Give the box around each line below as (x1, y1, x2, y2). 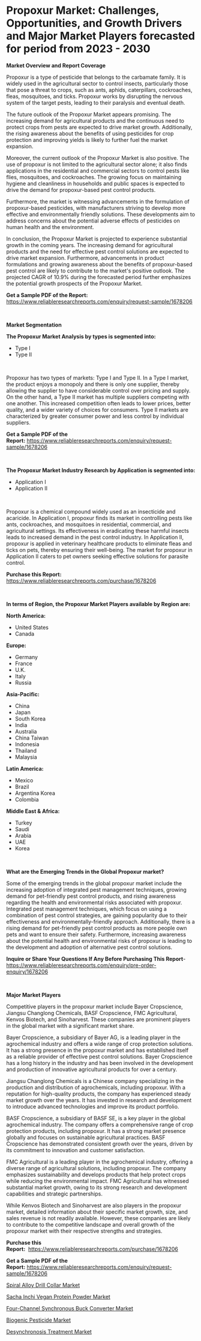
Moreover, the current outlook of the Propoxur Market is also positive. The (6, 154, 190, 161)
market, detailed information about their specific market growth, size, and (6, 1208, 188, 1215)
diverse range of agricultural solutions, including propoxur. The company (6, 1164, 187, 1171)
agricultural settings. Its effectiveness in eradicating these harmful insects (6, 527, 189, 534)
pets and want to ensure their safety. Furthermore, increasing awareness (6, 930, 187, 938)
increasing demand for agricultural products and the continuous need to (6, 117, 185, 124)
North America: (6, 612, 46, 619)
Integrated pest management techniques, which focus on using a (6, 905, 167, 912)
